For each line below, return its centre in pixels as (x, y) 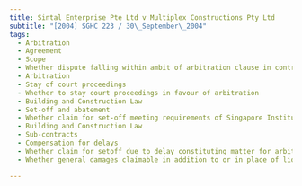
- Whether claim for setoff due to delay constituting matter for (144, 151)
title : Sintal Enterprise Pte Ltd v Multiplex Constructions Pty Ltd (142, 18)
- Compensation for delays (68, 143)
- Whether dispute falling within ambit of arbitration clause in (144, 68)
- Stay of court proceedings (72, 84)
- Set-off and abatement (64, 110)
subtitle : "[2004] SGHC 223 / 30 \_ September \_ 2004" (108, 26)
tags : (19, 34)
